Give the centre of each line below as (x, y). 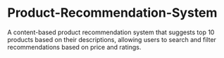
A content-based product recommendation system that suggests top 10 (111, 32)
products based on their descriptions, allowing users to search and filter (112, 39)
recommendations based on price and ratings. (74, 47)
